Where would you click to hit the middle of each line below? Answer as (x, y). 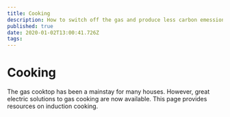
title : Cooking (29, 13)
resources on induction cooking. (53, 106)
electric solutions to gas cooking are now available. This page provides (107, 99)
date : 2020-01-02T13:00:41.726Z (53, 32)
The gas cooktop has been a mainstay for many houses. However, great (108, 92)
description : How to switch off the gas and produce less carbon (102, 20)
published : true (30, 26)
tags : (15, 39)
